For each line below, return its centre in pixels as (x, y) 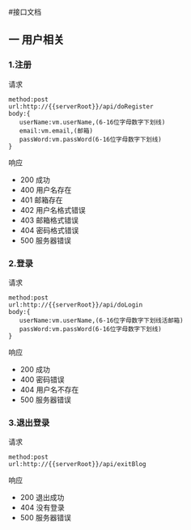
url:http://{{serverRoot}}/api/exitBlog (78, 464)
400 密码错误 (42, 379)
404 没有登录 (42, 507)
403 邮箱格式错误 (49, 220)
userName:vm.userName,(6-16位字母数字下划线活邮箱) (101, 320)
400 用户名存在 (46, 189)
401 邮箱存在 (41, 200)
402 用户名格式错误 (53, 210)
